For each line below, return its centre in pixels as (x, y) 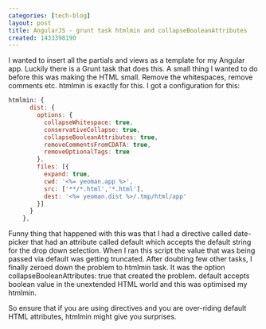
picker (19, 242)
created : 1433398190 (43, 38)
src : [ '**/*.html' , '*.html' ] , (94, 189)
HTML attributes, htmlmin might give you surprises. (92, 317)
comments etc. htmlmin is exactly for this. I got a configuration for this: (124, 86)
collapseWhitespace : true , (88, 122)
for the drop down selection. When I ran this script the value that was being (132, 250)
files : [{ (53, 167)
